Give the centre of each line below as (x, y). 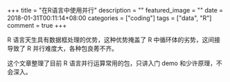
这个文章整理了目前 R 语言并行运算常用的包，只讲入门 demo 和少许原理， (112, 63)
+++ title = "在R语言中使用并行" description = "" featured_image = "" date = (115, 10)
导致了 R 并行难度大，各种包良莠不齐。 (62, 48)
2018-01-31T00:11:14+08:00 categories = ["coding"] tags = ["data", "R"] (109, 18)
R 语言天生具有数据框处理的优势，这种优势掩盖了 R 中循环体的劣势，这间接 (114, 40)
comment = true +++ (37, 25)
